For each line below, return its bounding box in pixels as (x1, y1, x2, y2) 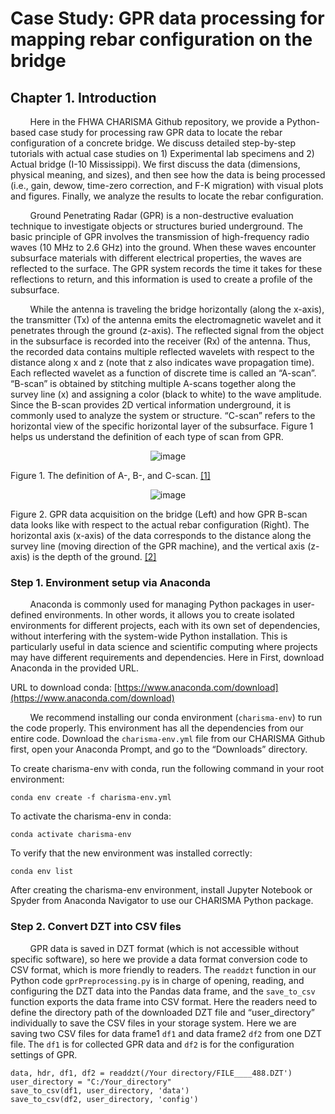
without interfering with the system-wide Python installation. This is (10, 630, 288, 642)
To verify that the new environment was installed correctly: (10, 847, 253, 859)
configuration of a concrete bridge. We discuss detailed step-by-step (10, 137, 297, 149)
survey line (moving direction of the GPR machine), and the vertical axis (10, 540, 306, 552)
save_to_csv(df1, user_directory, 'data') (10, 1085, 190, 1096)
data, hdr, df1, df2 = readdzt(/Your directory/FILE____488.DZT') (10, 1068, 293, 1078)
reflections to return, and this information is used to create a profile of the (10, 273, 313, 285)
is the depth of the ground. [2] (32, 551, 157, 562)
